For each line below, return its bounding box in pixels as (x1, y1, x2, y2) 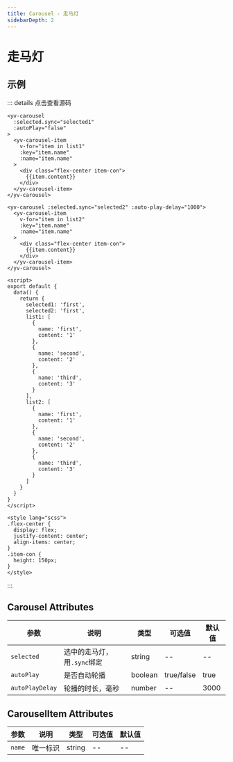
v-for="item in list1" (19, 143, 85, 150)
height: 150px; (13, 557, 58, 564)
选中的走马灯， (63, 647, 113, 657)
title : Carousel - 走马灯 (7, 10, 79, 17)
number (130, 683, 157, 693)
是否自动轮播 (63, 671, 106, 681)
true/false (164, 670, 196, 680)
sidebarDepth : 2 (7, 17, 54, 24)
